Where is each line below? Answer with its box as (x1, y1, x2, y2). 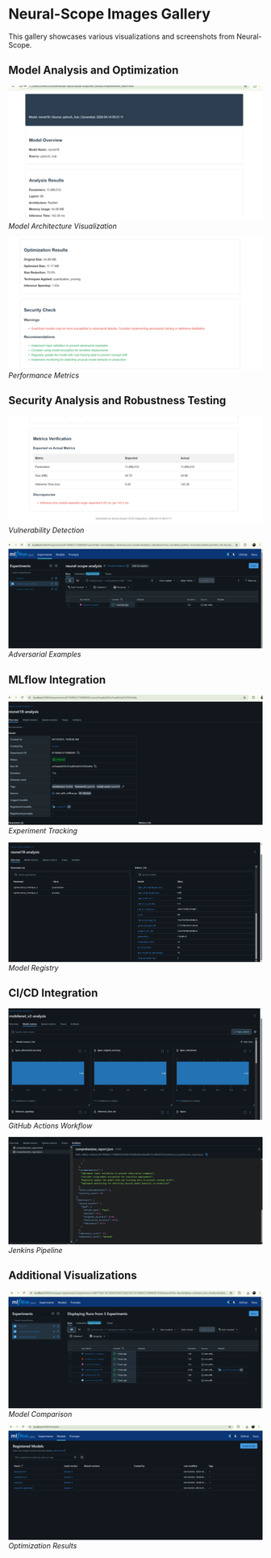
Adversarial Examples (8, 650, 81, 659)
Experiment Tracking (8, 826, 78, 836)
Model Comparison (8, 1409, 73, 1418)
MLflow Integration (8, 673, 106, 687)
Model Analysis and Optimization (8, 64, 179, 77)
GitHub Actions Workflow (8, 1121, 93, 1130)
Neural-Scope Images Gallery (8, 5, 211, 23)
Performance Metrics (8, 370, 79, 380)
